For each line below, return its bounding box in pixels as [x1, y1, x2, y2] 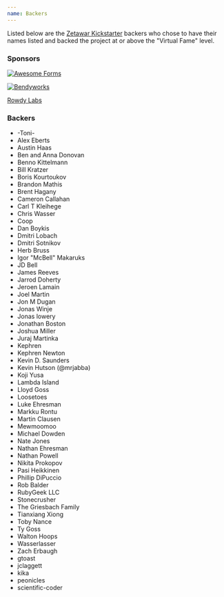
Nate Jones [17, 437, 50, 445]
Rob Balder [17, 481, 49, 489]
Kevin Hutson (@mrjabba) [17, 364, 91, 372]
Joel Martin [17, 291, 50, 299]
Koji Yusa [17, 371, 44, 380]
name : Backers [7, 10, 48, 17]
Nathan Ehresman [17, 444, 68, 453]
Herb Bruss [17, 246, 50, 255]
